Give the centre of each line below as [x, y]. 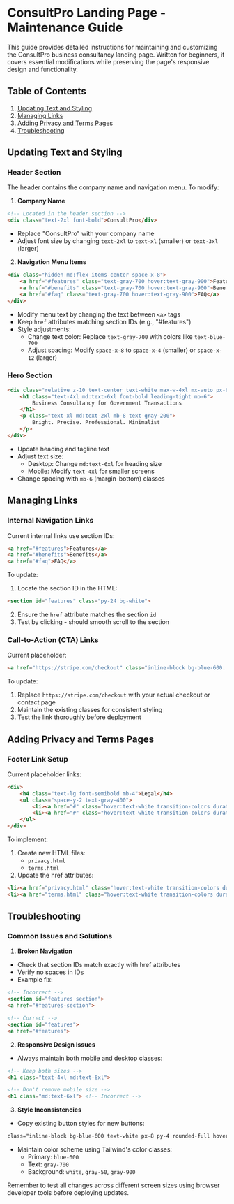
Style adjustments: [44, 329]
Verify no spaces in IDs [50, 972]
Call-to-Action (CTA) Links [53, 639]
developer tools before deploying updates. [68, 1193]
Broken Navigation [45, 951]
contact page [36, 702]
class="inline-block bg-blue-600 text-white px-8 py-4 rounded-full [109, 1136]
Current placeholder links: [45, 774]
